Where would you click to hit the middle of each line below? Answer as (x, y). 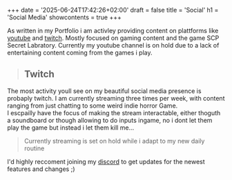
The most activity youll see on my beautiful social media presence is (104, 91)
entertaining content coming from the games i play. (80, 52)
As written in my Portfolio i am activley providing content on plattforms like (113, 31)
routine (34, 148)
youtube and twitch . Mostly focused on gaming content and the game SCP (113, 38)
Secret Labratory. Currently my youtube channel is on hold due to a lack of (113, 45)
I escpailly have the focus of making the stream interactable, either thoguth (114, 112)
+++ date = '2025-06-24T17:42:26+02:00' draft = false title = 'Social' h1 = (113, 10)
